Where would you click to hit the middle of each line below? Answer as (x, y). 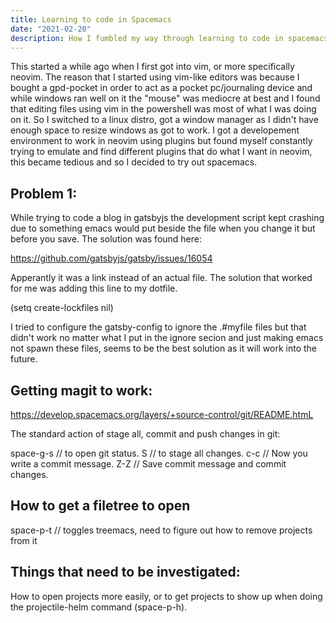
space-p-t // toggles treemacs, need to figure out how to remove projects (161, 530)
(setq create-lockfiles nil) (62, 308)
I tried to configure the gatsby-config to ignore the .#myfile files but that (158, 327)
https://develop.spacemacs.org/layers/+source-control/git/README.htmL (162, 414)
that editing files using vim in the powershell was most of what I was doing (163, 109)
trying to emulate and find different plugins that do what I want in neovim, (161, 152)
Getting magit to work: (81, 390)
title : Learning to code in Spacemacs (91, 19)
